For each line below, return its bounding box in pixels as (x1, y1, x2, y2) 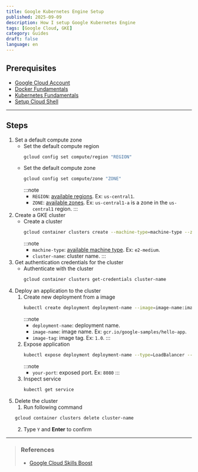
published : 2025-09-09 (6, 14, 62, 20)
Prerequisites (6, 63, 57, 74)
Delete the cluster (14, 397, 58, 404)
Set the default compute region (23, 142, 100, 149)
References (20, 446, 55, 454)
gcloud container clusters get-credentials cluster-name (23, 277, 167, 283)
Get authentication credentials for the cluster (14, 259, 124, 266)
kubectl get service (23, 386, 74, 392)
